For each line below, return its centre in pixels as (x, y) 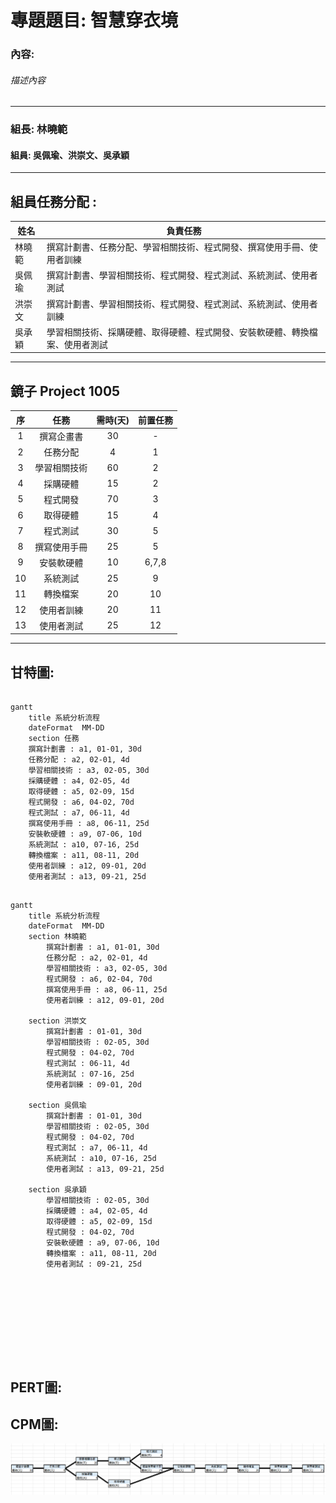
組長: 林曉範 (39, 129)
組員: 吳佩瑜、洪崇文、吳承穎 (70, 155)
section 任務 (54, 739)
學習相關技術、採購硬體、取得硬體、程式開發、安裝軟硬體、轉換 (178, 332)
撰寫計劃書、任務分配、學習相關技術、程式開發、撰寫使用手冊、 (178, 247)
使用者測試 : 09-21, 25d (94, 1264)
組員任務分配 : (53, 201)
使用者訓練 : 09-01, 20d (94, 1085)
